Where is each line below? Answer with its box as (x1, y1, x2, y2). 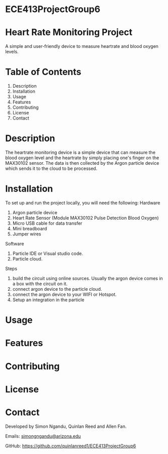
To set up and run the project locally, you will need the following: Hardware (5, 200, 160, 206)
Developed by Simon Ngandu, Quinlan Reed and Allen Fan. (5, 423, 127, 429)
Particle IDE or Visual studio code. (12, 250, 83, 256)
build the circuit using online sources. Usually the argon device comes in (12, 275, 163, 281)
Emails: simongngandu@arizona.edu (5, 433, 81, 439)
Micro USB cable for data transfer (12, 220, 82, 226)
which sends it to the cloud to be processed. (5, 165, 98, 171)
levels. (5, 49, 19, 55)
